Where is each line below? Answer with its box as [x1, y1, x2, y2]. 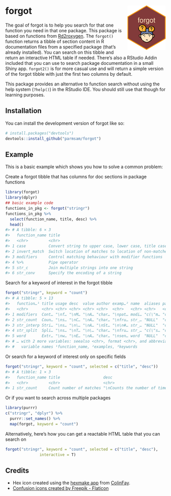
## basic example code [5, 200, 53, 206]
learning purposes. [5, 92, 45, 98]
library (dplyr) [5, 195, 38, 200]
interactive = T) [39, 452, 76, 457]
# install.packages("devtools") [5, 130, 74, 136]
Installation [5, 106, 42, 115]
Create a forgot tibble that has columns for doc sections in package [5, 174, 147, 180]
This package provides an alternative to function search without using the [5, 81, 160, 87]
